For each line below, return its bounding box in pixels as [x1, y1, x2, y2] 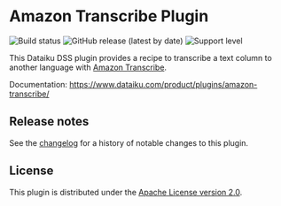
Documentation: [9, 79, 68, 89]
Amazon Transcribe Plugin [9, 6, 209, 27]
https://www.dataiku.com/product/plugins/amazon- [69, 79, 258, 89]
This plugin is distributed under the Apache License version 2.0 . [9, 187, 243, 197]
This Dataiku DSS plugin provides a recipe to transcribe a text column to [9, 52, 272, 63]
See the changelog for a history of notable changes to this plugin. [9, 137, 249, 148]
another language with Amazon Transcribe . [9, 62, 167, 72]
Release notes [9, 114, 90, 129]
